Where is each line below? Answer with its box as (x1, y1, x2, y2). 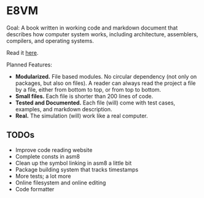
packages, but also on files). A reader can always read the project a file (15, 79, 196, 87)
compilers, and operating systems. (6, 37, 94, 44)
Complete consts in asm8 (15, 152, 80, 160)
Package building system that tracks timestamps (15, 165, 139, 173)
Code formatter (15, 185, 55, 192)
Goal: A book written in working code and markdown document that (6, 24, 178, 31)
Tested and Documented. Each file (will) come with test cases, (15, 99, 176, 106)
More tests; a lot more (15, 172, 71, 180)
